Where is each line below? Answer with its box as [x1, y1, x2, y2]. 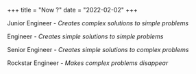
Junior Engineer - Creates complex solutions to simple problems [7, 19, 189, 27]
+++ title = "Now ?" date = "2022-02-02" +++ [7, 6, 138, 14]
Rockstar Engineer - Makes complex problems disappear [7, 59, 169, 67]
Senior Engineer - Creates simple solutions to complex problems [7, 46, 189, 53]
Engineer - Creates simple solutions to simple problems [7, 32, 164, 40]
